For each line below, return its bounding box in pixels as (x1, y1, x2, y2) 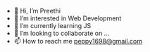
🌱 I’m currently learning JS (13, 22, 92, 30)
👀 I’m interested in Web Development (13, 14, 122, 22)
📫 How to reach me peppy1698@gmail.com (13, 37, 143, 45)
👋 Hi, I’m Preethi (13, 7, 61, 15)
